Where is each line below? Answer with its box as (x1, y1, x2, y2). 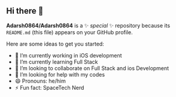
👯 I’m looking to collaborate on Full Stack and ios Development (14, 64, 169, 72)
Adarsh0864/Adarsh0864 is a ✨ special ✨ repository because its (6, 22, 171, 29)
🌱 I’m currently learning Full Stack (14, 58, 98, 65)
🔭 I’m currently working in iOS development (14, 51, 122, 59)
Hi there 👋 (6, 6, 44, 16)
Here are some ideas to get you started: (6, 40, 105, 47)
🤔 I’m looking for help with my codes (14, 71, 105, 78)
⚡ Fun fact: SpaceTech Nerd (14, 84, 84, 91)
